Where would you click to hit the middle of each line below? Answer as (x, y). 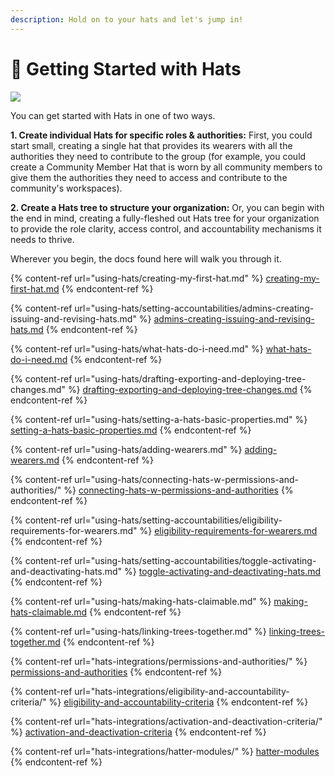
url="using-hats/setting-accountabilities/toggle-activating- (195, 560)
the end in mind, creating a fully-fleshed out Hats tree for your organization (165, 218)
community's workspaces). (66, 188)
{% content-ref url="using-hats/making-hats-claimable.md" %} (141, 601)
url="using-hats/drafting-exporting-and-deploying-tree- (190, 378)
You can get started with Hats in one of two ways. (113, 115)
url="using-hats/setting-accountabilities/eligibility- (178, 520)
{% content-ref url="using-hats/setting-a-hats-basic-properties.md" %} (159, 419)
